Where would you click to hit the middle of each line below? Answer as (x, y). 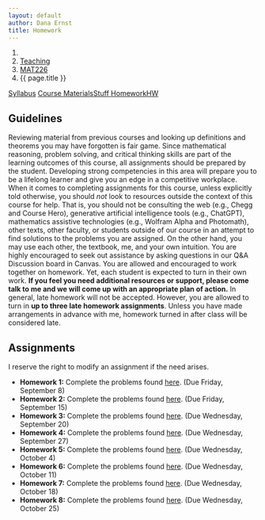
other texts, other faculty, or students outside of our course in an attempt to (131, 230)
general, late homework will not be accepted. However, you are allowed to (129, 297)
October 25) (40, 509)
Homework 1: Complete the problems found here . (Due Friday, (121, 382)
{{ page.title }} (43, 78)
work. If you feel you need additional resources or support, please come (129, 281)
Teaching (35, 61)
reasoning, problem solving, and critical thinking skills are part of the (120, 155)
